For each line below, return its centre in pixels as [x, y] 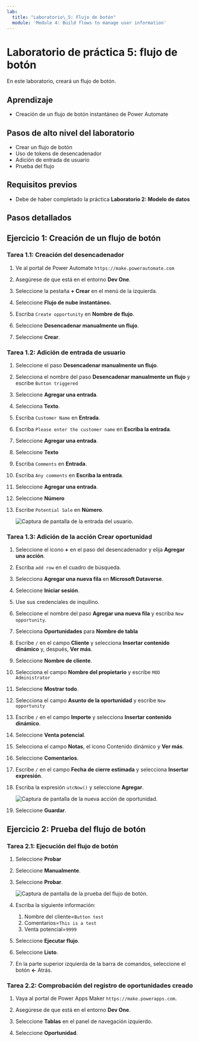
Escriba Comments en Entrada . [51, 464]
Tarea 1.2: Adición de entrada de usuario [66, 352]
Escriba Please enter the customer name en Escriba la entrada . [93, 429]
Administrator [33, 678]
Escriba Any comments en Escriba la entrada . [69, 476]
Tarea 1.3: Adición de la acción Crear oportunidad [80, 537]
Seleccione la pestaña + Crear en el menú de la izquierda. [86, 291]
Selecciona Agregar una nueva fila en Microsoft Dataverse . [89, 579]
